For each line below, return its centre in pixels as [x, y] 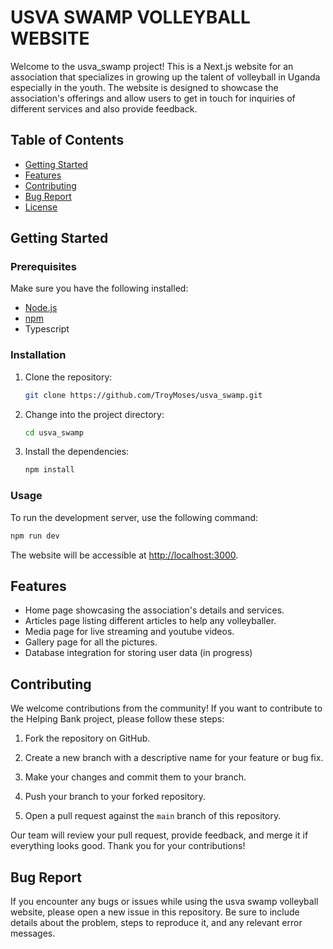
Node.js [41, 308]
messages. [33, 933]
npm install [49, 470]
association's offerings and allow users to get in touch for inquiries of [153, 98]
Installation [38, 355]
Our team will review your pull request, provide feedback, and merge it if [159, 835]
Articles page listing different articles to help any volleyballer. [150, 621]
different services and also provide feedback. [104, 108]
